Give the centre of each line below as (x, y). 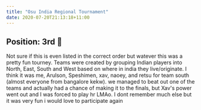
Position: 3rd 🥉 (34, 42)
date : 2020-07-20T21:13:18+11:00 (48, 17)
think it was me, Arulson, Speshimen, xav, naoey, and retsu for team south (98, 75)
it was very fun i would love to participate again (64, 101)
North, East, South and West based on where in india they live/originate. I (97, 69)
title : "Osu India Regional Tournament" (58, 12)
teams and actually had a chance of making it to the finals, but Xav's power (99, 88)
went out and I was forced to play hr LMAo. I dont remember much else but (99, 94)
